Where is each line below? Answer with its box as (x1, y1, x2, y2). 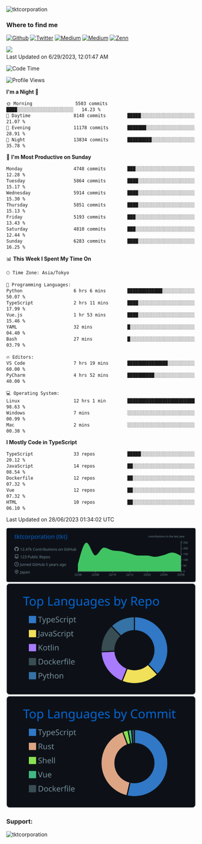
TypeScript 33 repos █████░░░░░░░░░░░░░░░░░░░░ (6, 451, 195, 458)
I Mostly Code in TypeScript (6, 439, 77, 446)
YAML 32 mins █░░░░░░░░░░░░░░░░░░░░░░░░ (6, 324, 195, 330)
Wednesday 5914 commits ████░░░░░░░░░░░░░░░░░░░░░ (6, 190, 195, 196)
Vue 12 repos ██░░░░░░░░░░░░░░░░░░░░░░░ (6, 487, 195, 494)
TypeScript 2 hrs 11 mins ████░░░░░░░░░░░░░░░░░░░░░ (6, 300, 195, 306)
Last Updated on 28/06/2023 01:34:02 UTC (6, 516, 114, 523)
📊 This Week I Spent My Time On (6, 255, 91, 262)
